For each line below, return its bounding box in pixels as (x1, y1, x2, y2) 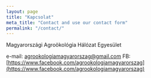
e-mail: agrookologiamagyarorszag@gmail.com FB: (6, 53, 131, 60)
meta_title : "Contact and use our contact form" (6, 19, 128, 25)
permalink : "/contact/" (6, 25, 65, 31)
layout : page (6, 8, 38, 15)
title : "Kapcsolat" (6, 14, 54, 20)
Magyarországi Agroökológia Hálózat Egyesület (6, 41, 122, 48)
